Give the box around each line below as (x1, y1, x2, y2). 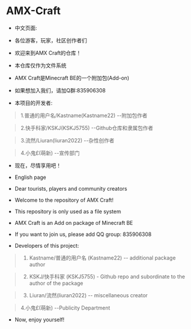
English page (14, 174, 46, 181)
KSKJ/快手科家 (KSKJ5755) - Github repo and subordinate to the (29, 272, 185, 280)
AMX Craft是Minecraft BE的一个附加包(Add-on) (14, 74, 129, 81)
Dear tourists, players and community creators (14, 185, 128, 192)
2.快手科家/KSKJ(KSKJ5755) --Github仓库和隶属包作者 (20, 124, 153, 131)
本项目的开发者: (14, 99, 53, 107)
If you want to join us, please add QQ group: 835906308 (14, 231, 152, 238)
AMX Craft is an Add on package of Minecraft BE (14, 219, 133, 226)
